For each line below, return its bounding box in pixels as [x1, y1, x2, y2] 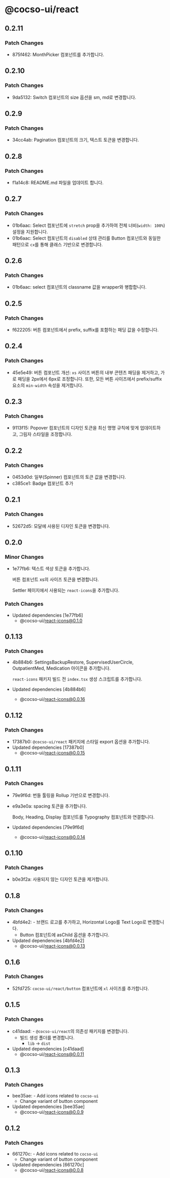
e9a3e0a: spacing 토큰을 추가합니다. [12, 803, 87, 809]
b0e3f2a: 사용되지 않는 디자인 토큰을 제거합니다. [12, 876, 109, 882]
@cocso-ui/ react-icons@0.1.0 [19, 617, 83, 624]
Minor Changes [5, 553, 44, 560]
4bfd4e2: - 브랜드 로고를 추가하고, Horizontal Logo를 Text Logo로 [12, 919, 147, 925]
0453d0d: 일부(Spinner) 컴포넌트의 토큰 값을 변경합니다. [12, 474, 126, 480]
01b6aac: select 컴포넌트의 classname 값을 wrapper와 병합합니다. [12, 284, 147, 290]
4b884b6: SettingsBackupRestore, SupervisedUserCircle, [12, 659, 134, 665]
